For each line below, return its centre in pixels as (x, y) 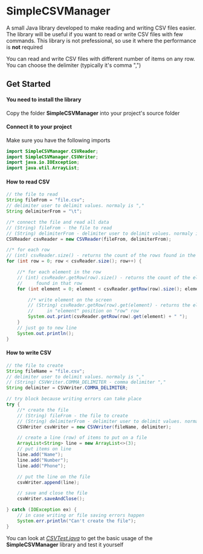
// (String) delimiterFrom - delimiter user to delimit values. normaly (100, 234)
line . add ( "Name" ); (40, 455)
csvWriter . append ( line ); (48, 482)
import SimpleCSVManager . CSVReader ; (52, 151)
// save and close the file (52, 493)
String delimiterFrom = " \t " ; (44, 212)
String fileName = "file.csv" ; (46, 371)
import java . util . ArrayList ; (43, 168)
